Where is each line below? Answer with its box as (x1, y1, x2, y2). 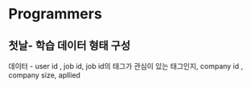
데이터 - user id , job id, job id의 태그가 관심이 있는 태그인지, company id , (8, 62, 244, 70)
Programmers (8, 5, 102, 23)
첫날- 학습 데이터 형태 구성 (8, 38, 131, 52)
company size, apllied (8, 70, 80, 80)
